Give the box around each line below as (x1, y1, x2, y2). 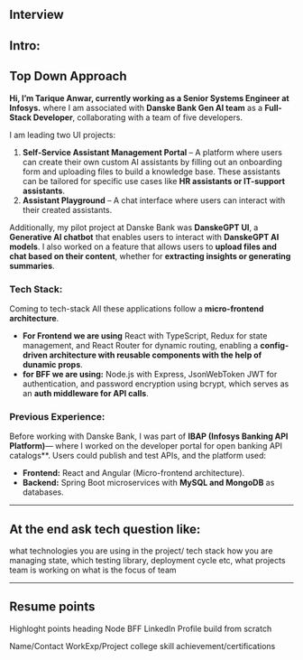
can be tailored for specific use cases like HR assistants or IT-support (22, 175, 286, 186)
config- (260, 339, 289, 350)
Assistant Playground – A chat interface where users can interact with (22, 194, 286, 206)
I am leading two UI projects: (9, 129, 115, 140)
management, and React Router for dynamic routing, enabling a (22, 339, 259, 350)
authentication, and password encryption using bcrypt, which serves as (22, 378, 289, 389)
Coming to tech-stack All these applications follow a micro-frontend (9, 302, 264, 314)
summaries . (9, 260, 56, 271)
